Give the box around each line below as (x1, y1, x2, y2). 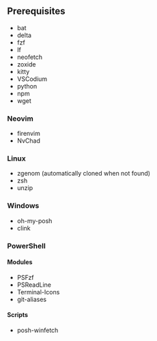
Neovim (7, 113, 34, 123)
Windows (7, 201, 40, 211)
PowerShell (7, 241, 46, 250)
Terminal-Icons (16, 287, 60, 296)
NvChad (16, 137, 41, 145)
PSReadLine (16, 281, 51, 289)
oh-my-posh (16, 216, 53, 225)
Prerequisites (7, 5, 66, 17)
